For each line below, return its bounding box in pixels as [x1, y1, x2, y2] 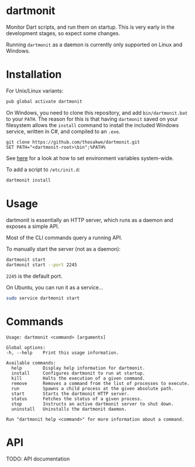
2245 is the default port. [6, 272, 63, 279]
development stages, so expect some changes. [6, 29, 120, 36]
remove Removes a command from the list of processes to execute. [11, 381, 190, 387]
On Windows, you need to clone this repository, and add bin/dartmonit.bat [6, 109, 188, 116]
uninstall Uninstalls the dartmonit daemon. [11, 406, 127, 413]
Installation [6, 68, 62, 81]
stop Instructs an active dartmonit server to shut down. [11, 401, 175, 407]
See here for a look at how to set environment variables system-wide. [6, 154, 174, 162]
